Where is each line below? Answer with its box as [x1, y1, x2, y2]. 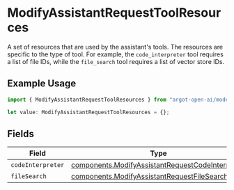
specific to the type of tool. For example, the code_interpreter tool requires [7, 50, 224, 58]
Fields [7, 127, 35, 140]
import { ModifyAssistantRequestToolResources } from [7, 96, 167, 103]
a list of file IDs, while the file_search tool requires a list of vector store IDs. [7, 57, 225, 65]
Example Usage [7, 78, 77, 90]
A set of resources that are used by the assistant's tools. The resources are [7, 42, 224, 51]
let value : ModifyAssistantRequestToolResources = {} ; [7, 109, 170, 116]
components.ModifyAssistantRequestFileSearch [70, 172, 228, 182]
